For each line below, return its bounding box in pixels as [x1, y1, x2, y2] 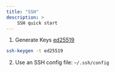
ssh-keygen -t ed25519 [6, 48, 63, 54]
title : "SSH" [6, 8, 39, 15]
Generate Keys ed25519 [14, 37, 75, 44]
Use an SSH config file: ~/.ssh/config [14, 59, 110, 66]
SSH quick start [17, 20, 58, 26]
